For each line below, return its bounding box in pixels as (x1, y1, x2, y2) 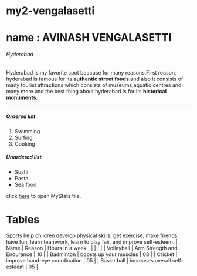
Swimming (14, 127, 40, 134)
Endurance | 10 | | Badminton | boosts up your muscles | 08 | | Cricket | (6, 251, 178, 258)
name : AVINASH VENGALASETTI (6, 31, 172, 45)
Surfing (14, 134, 33, 141)
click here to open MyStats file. (6, 192, 81, 199)
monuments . (6, 94, 38, 101)
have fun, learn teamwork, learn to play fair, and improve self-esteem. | (6, 238, 178, 245)
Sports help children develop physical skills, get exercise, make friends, (6, 232, 179, 239)
